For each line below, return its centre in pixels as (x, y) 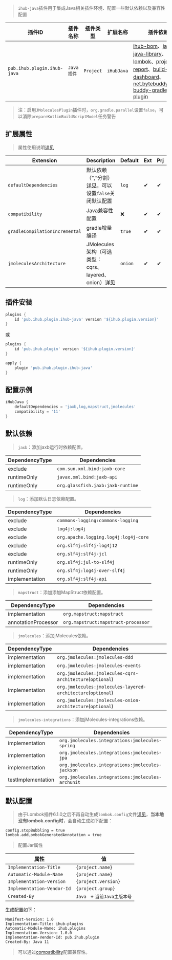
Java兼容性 (100, 210)
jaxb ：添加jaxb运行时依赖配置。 (51, 447)
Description (101, 160)
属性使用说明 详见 (36, 147)
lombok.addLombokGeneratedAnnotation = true (53, 835)
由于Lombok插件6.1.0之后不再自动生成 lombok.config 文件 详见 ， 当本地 (91, 815)
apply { (14, 363)
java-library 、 (150, 54)
